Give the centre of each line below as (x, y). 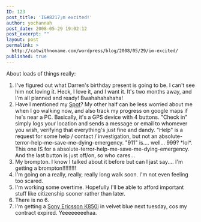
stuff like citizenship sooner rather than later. (70, 193)
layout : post (22, 40)
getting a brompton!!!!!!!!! (45, 168)
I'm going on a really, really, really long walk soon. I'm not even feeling (102, 174)
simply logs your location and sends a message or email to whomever (101, 123)
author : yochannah (29, 23)
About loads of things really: (41, 73)
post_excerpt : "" (28, 34)
